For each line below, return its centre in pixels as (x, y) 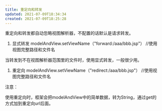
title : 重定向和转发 (24, 10)
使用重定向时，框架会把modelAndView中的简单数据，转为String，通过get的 (81, 97)
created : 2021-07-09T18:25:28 (36, 19)
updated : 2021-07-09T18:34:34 (36, 14)
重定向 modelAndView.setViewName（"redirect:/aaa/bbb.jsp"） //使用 (82, 70)
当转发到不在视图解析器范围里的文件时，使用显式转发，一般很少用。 (73, 60)
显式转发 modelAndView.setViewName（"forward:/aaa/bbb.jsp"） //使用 (85, 44)
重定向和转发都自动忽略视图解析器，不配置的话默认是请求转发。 (69, 33)
